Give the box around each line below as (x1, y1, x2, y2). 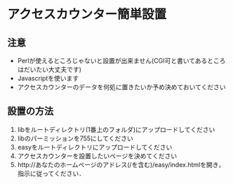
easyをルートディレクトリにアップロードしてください (17, 143, 173, 151)
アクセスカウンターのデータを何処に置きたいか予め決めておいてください (17, 83, 226, 91)
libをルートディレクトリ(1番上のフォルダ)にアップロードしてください (17, 125, 215, 133)
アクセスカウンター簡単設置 (7, 6, 167, 22)
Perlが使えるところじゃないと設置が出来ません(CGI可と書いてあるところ (17, 57, 226, 65)
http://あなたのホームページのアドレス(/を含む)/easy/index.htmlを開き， (17, 160, 225, 169)
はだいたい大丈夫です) (17, 65, 82, 74)
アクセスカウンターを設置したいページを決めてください (17, 152, 178, 160)
